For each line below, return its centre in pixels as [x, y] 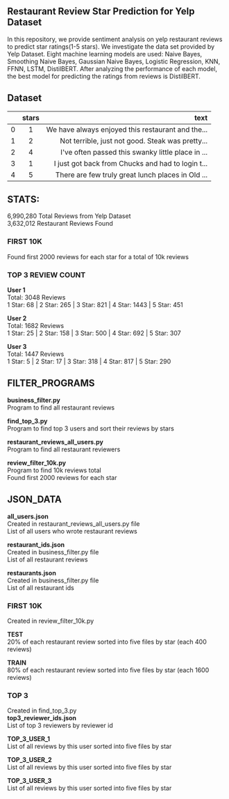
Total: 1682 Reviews [36, 326]
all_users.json [28, 516]
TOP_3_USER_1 [29, 739]
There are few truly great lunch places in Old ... [132, 175]
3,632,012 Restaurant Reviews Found [60, 224]
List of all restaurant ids [41, 587]
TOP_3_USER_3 [29, 781]
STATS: [24, 200]
